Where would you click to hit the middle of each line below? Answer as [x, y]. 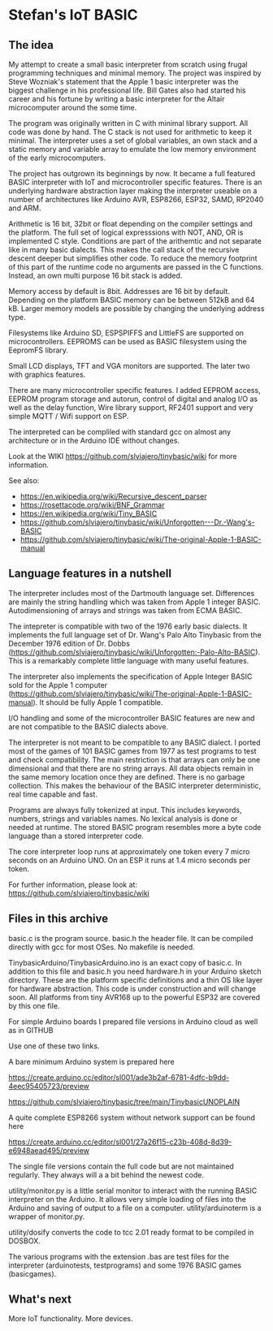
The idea [31, 45]
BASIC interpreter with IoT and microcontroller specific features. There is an [135, 182]
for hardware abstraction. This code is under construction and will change [132, 988]
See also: [24, 480]
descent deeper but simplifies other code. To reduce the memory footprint [133, 258]
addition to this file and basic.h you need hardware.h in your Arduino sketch [135, 971]
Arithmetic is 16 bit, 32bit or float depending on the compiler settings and [131, 224]
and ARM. [25, 208]
